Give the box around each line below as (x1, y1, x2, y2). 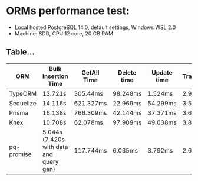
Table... (6, 47, 35, 57)
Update (151, 68, 173, 76)
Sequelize (9, 99, 37, 107)
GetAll (81, 68, 100, 76)
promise (9, 150, 32, 158)
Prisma (9, 108, 28, 117)
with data (42, 143, 68, 151)
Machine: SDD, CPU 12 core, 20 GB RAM (14, 30, 114, 37)
